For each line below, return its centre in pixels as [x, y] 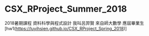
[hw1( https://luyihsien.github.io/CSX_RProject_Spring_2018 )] [66, 28]
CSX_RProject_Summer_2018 [66, 9]
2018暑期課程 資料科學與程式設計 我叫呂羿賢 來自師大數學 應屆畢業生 [74, 23]
